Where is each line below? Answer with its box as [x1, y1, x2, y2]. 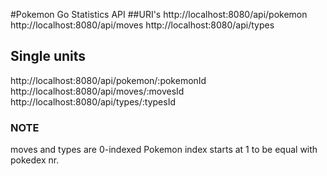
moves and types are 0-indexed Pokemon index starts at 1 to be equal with [10, 144, 318, 156]
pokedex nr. [10, 154, 60, 166]
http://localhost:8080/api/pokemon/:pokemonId [10, 74, 207, 86]
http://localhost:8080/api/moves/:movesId [10, 85, 185, 97]
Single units [10, 48, 87, 65]
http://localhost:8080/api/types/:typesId [10, 95, 176, 108]
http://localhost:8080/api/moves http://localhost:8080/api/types [10, 19, 275, 31]
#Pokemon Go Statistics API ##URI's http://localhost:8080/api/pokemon [10, 9, 308, 20]
